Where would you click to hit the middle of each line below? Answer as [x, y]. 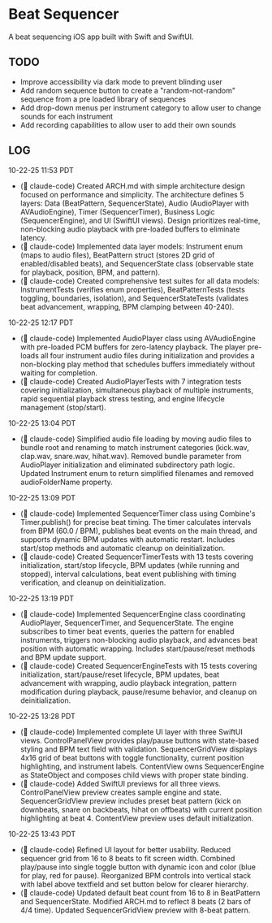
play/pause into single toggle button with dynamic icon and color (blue [138, 867]
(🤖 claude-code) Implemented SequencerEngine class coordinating [133, 613]
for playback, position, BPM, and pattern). [90, 272]
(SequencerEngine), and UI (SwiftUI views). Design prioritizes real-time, [140, 220]
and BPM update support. [63, 657]
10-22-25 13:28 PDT [42, 716]
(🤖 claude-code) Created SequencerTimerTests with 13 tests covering [137, 557]
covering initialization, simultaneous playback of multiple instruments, [137, 390]
